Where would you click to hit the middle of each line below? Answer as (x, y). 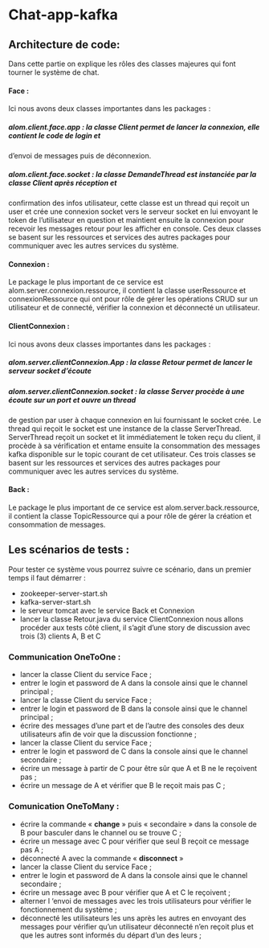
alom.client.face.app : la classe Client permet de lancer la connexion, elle (134, 127)
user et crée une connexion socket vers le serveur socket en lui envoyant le (133, 211)
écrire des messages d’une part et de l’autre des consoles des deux (132, 726)
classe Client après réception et (63, 183)
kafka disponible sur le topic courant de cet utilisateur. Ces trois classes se (132, 454)
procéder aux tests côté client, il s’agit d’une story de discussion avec (135, 627)
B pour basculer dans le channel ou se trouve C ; (101, 832)
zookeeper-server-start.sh (64, 593)
